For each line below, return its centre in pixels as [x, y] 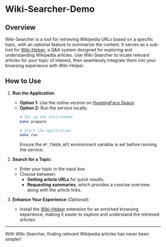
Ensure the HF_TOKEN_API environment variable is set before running [88, 145]
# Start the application [45, 130]
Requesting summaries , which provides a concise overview [88, 185]
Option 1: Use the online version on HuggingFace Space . [77, 102]
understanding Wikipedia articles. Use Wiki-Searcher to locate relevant [77, 55]
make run [29, 135]
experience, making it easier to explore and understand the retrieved [89, 214]
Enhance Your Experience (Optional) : [51, 199]
